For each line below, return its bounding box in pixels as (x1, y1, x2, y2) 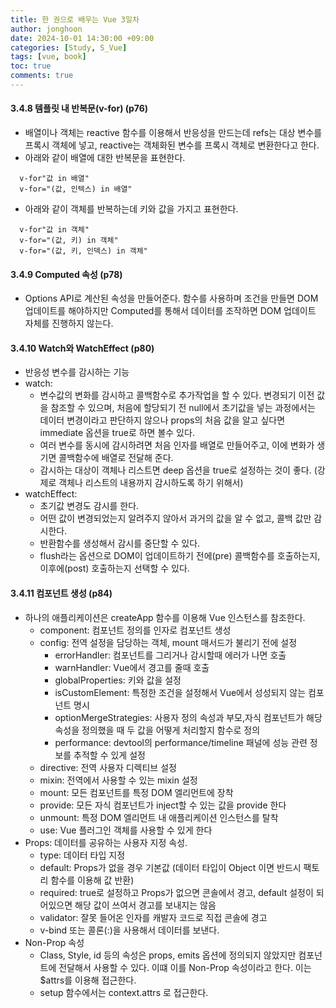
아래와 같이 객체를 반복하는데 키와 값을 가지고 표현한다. (24, 203, 239, 215)
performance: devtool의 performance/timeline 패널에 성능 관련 (54, 736, 308, 748)
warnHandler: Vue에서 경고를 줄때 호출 (54, 661, 210, 673)
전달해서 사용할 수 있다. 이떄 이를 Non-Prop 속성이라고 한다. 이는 (58, 961, 312, 973)
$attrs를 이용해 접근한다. (39, 974, 137, 986)
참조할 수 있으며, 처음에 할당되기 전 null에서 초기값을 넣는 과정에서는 (50, 402, 316, 414)
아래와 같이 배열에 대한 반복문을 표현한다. (24, 152, 186, 164)
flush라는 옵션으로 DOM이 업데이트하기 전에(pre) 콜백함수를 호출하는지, (39, 550, 321, 562)
